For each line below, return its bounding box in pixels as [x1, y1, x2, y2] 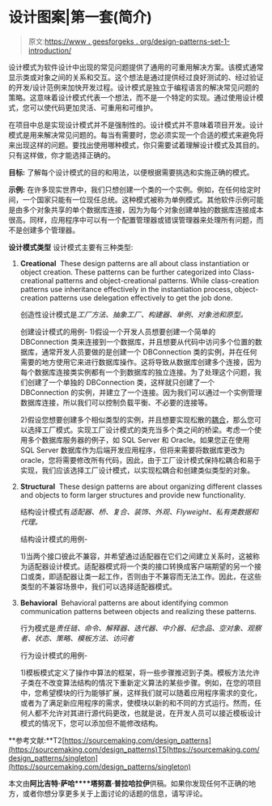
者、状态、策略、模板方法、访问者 [19, 633, 134, 643]
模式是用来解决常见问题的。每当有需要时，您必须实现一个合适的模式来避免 [8, 129, 257, 139]
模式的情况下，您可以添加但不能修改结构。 [19, 718, 163, 728]
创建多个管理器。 [22, 225, 79, 235]
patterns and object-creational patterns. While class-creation [55, 275, 259, 285]
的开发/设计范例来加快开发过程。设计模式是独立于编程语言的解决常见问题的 [8, 83, 260, 92]
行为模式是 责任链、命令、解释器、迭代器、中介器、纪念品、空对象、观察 [19, 623, 261, 633]
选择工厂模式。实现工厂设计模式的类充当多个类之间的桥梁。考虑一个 [27, 425, 255, 435]
